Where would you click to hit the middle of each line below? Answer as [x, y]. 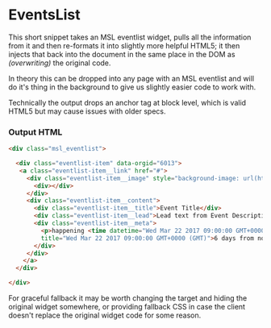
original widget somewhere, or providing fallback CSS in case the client [127, 307]
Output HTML [35, 132]
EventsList [44, 15]
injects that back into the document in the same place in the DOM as [122, 54]
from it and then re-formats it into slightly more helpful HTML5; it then [124, 45]
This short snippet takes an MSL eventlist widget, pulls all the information [130, 37]
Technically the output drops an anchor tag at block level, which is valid [127, 102]
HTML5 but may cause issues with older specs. [87, 111]
